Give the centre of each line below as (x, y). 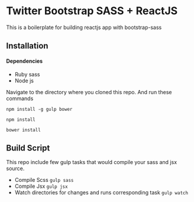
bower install (24, 130)
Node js (24, 81)
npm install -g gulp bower (39, 109)
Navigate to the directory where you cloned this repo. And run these (89, 92)
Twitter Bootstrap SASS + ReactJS (92, 11)
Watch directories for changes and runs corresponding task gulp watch (101, 193)
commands (20, 98)
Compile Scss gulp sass (44, 180)
